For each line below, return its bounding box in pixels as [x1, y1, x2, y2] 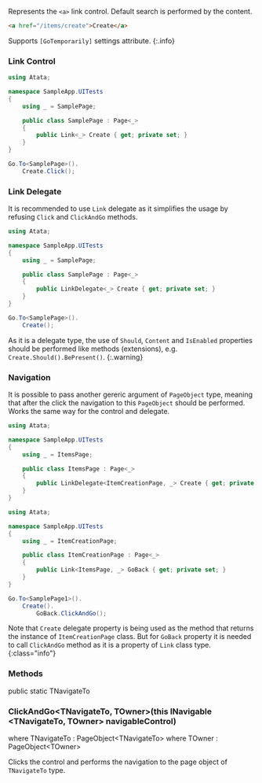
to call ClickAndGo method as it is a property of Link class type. [8, 641, 212, 650]
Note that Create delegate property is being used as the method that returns [8, 623, 254, 633]
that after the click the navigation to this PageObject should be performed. [8, 398, 246, 408]
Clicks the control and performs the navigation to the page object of [8, 757, 227, 766]
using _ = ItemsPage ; [22, 450, 93, 459]
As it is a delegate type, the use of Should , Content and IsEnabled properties [8, 335, 253, 345]
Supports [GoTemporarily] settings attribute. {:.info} [8, 35, 175, 46]
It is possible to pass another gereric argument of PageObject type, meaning [8, 390, 253, 400]
